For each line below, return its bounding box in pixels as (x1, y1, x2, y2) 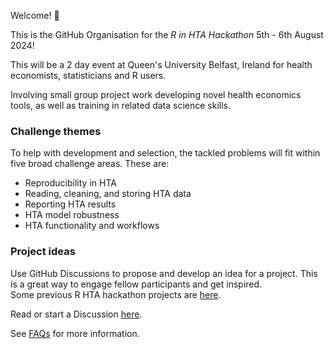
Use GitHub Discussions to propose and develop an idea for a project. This (10, 267, 318, 279)
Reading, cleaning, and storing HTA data (24, 188, 192, 200)
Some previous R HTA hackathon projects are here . (10, 288, 222, 300)
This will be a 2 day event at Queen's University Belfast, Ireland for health (10, 59, 313, 70)
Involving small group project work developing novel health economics (10, 89, 302, 100)
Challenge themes (10, 124, 102, 138)
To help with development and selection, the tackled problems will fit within (10, 147, 321, 159)
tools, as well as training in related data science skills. (10, 100, 232, 111)
